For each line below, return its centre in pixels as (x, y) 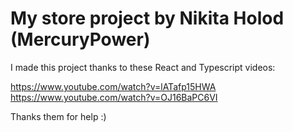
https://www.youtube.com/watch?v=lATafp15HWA (113, 86)
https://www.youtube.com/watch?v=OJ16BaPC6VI (114, 97)
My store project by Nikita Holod (147, 18)
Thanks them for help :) (58, 116)
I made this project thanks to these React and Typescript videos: (143, 67)
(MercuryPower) (80, 39)
